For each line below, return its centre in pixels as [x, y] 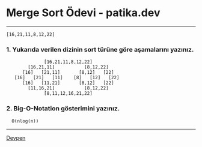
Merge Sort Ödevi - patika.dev [83, 13]
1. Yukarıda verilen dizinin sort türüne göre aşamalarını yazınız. [100, 49]
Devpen [16, 137]
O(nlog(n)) [25, 121]
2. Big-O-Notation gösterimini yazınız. [63, 109]
